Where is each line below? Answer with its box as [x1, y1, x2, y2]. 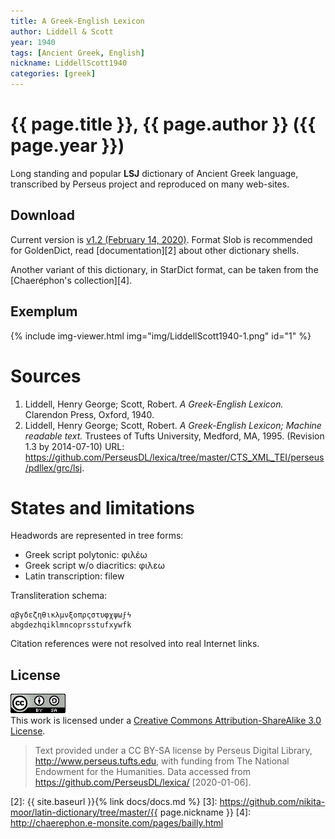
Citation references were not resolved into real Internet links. [10, 638, 260, 650]
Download [10, 207, 75, 224]
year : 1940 [10, 37, 56, 47]
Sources [10, 365, 82, 387]
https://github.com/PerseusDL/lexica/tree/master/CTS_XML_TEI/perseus [24, 451, 325, 463]
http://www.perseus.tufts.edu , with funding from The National [34, 755, 290, 767]
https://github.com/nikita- [219, 796, 326, 808]
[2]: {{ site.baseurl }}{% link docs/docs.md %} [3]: [10, 796, 218, 808]
